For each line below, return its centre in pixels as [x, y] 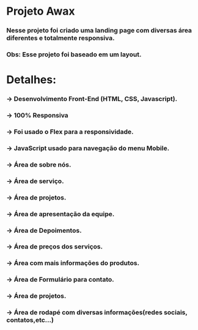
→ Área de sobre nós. [39, 165]
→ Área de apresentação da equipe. [61, 214]
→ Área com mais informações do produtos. [73, 263]
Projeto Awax [41, 11]
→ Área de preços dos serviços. [54, 247]
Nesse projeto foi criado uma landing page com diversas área [99, 31]
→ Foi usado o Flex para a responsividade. [70, 132]
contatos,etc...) [30, 320]
